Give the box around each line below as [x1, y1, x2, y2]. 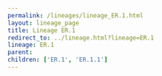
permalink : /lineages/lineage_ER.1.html [7, 11, 144, 20]
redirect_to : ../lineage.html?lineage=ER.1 [7, 33, 155, 42]
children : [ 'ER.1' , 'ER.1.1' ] [7, 56, 109, 64]
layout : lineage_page [7, 19, 80, 27]
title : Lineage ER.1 [7, 26, 77, 34]
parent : [7, 48, 34, 56]
